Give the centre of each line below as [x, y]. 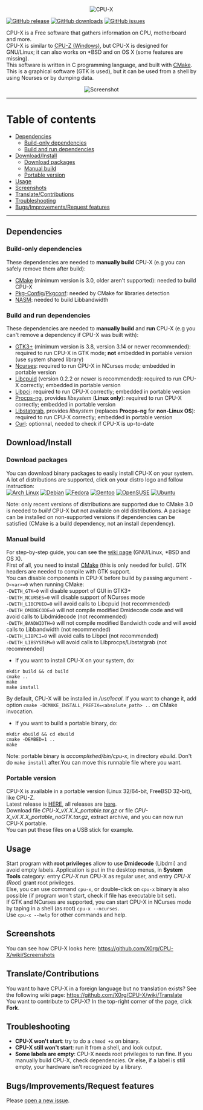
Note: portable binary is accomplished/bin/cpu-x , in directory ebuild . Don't [99, 756]
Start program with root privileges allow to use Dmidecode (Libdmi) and [97, 864]
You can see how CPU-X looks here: [51, 948]
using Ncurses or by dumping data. [50, 78]
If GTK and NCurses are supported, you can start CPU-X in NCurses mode [99, 902]
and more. [19, 39]
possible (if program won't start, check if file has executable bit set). [91, 896]
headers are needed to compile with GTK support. [69, 571]
